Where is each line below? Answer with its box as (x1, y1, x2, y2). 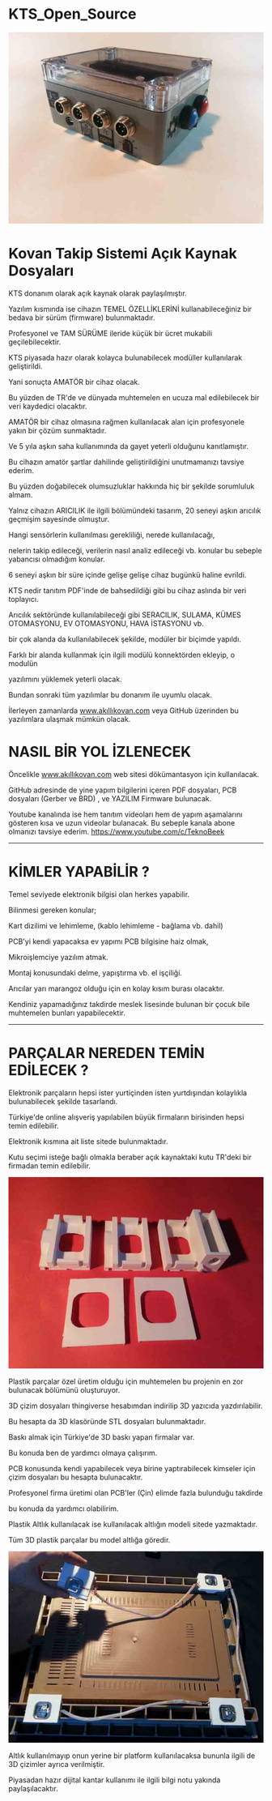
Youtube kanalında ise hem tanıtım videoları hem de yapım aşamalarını (8, 809, 243, 819)
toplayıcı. (8, 594, 39, 604)
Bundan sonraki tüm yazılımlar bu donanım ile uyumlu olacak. (8, 689, 213, 699)
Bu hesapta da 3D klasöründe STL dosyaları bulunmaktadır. (8, 1416, 206, 1426)
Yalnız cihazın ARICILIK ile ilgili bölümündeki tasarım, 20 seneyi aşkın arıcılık (8, 506, 261, 515)
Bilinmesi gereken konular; (8, 905, 97, 915)
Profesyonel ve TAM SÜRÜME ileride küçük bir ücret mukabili (8, 328, 213, 338)
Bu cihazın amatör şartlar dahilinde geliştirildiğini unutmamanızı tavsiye (8, 457, 244, 467)
